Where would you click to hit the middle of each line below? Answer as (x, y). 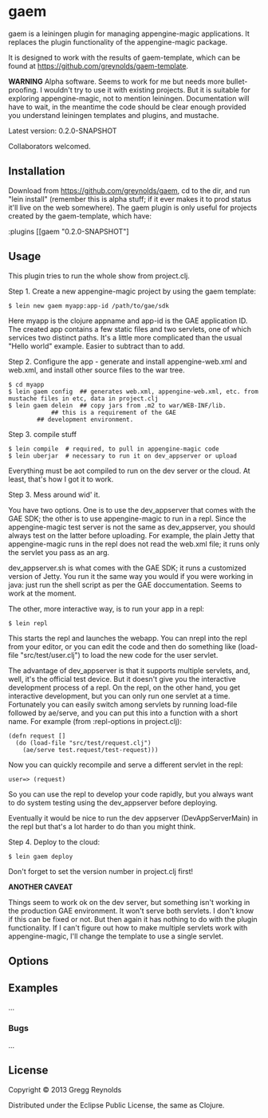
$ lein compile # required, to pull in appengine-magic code (114, 449)
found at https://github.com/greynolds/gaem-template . (99, 65)
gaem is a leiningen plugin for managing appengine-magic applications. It (129, 33)
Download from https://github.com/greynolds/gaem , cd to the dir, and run (129, 191)
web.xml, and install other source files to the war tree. (97, 370)
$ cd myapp (26, 384)
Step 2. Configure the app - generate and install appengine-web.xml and (128, 361)
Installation (37, 171)
